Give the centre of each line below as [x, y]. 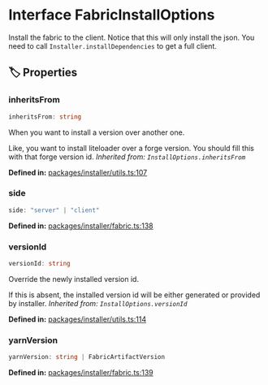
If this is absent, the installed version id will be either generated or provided [134, 295]
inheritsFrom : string [45, 117]
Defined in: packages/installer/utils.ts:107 [78, 172]
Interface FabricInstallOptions [112, 15]
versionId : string [39, 263]
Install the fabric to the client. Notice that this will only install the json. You [132, 37]
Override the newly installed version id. [74, 279]
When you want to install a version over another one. [97, 132]
